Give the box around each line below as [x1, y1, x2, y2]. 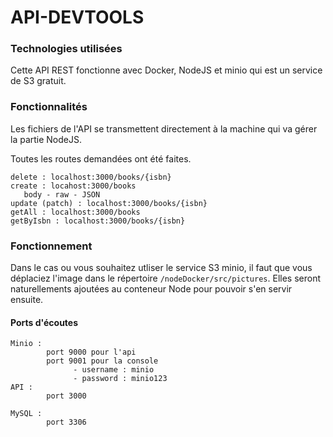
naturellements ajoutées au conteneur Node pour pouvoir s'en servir [10, 283, 293, 295]
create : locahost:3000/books [10, 181, 137, 191]
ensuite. [10, 294, 44, 306]
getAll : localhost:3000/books [10, 207, 141, 217]
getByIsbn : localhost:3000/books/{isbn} [10, 216, 186, 226]
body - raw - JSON [23, 189, 101, 200]
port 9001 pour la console [46, 356, 159, 366]
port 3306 [46, 417, 87, 428]
